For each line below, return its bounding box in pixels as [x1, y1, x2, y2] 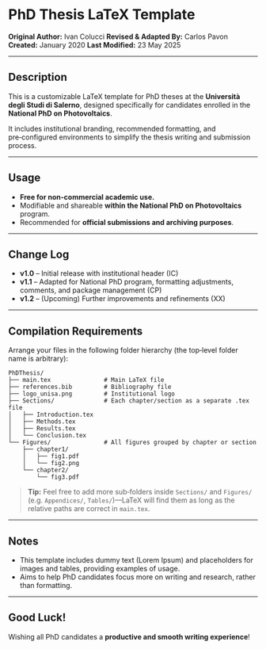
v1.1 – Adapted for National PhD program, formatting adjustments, [19, 277, 234, 287]
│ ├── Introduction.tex [8, 410, 93, 419]
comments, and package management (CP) [19, 285, 162, 295]
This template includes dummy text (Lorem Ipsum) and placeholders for [19, 555, 253, 564]
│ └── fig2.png [22, 460, 80, 468]
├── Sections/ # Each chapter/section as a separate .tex [8, 397, 249, 405]
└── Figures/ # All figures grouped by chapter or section [8, 438, 257, 447]
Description [8, 71, 67, 84]
